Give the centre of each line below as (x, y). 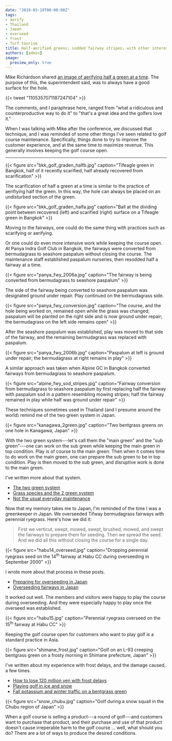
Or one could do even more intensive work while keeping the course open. (84, 243)
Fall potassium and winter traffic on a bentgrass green (70, 691)
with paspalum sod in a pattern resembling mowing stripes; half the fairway (85, 394)
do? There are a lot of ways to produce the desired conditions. (71, 733)
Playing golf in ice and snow (42, 686)
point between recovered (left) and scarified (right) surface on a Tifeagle (82, 212)
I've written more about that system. (44, 478)
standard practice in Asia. (32, 639)
